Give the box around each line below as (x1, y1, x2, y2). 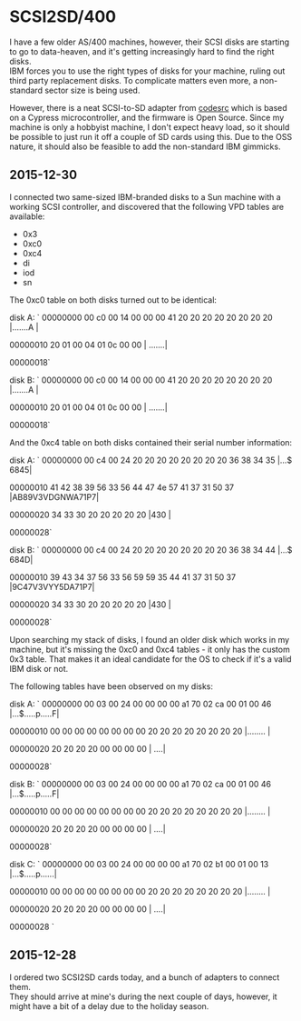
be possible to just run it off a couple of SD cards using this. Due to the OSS (9, 131, 293, 142)
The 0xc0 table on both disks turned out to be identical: (9, 294, 218, 305)
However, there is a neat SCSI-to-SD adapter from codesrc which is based (9, 102, 287, 113)
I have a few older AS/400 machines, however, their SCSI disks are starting (9, 36, 290, 47)
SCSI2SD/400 (9, 6, 116, 27)
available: (9, 211, 45, 222)
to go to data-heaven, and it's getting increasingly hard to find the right (9, 45, 275, 56)
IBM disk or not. (9, 663, 69, 674)
